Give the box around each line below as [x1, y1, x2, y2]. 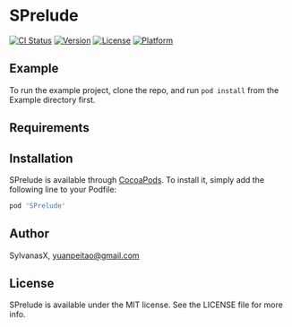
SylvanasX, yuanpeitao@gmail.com [9, 250, 141, 261]
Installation [9, 151, 73, 166]
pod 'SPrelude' [9, 201, 66, 211]
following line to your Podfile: [9, 184, 117, 194]
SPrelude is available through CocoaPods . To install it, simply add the [9, 174, 265, 185]
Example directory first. [9, 94, 96, 105]
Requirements [9, 120, 90, 135]
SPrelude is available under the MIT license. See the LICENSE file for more [9, 299, 284, 310]
